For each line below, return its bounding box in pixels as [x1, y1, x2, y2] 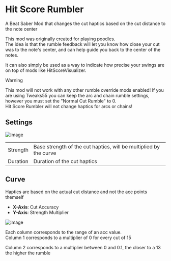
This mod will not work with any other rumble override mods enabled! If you [5, 87, 164, 93]
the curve [33, 149, 56, 156]
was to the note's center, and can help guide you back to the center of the [5, 46, 161, 53]
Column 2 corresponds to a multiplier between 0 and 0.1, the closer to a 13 [5, 244, 161, 250]
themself [5, 194, 24, 200]
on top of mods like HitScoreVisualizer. [5, 67, 87, 73]
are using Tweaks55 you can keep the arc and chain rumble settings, [5, 92, 150, 98]
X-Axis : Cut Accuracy [12, 204, 59, 210]
